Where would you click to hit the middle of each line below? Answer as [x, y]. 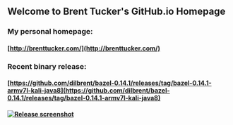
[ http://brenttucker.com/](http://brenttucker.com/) [84, 48]
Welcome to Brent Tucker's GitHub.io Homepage [116, 12]
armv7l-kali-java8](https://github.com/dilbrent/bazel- [89, 91]
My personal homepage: [50, 32]
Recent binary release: [47, 66]
